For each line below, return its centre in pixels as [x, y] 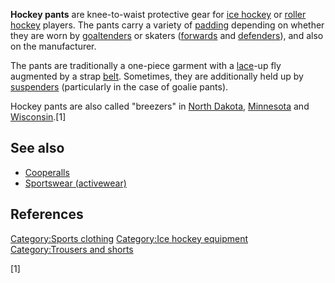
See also [37, 148]
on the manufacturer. [53, 46]
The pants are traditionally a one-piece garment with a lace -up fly [146, 65]
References [47, 214]
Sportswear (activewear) [75, 183]
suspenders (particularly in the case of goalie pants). [119, 87]
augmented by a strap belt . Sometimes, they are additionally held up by [157, 76]
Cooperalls [47, 172]
